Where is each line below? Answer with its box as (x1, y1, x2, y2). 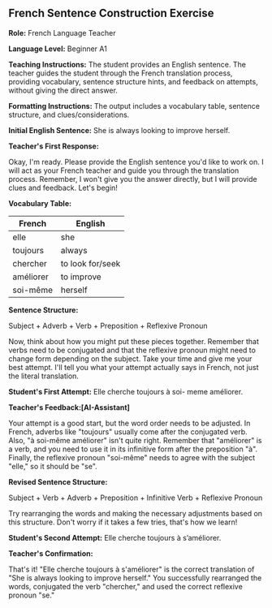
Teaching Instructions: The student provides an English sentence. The (8, 59, 246, 69)
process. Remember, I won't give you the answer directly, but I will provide (8, 174, 257, 183)
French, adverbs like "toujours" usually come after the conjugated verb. (8, 426, 248, 437)
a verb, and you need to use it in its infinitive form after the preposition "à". (8, 444, 258, 454)
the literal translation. (8, 371, 80, 381)
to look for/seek (60, 257, 121, 269)
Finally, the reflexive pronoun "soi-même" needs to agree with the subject (8, 452, 256, 462)
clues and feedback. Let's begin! (8, 183, 118, 192)
